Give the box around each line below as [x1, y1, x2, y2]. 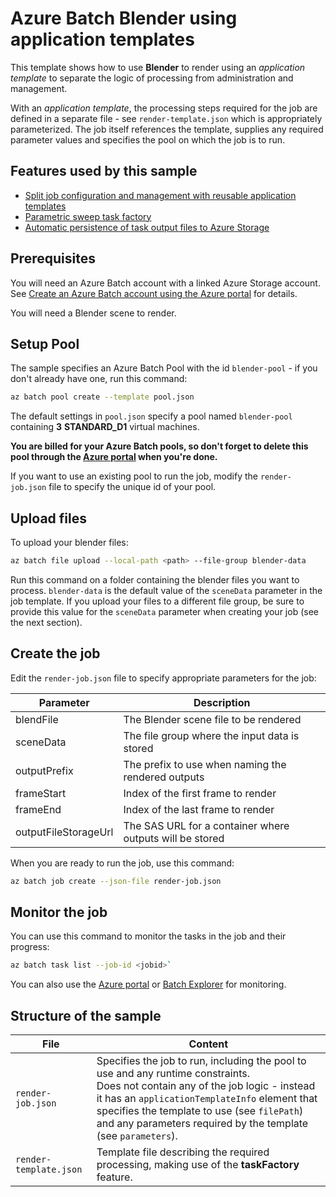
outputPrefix [15, 763, 74, 777]
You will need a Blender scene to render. [10, 307, 177, 319]
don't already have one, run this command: [10, 373, 188, 385]
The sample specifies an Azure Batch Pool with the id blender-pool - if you [10, 362, 318, 374]
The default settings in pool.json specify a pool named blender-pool [10, 410, 293, 422]
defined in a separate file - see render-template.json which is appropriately [10, 112, 323, 124]
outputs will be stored [123, 831, 225, 845]
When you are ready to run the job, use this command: [10, 857, 235, 869]
